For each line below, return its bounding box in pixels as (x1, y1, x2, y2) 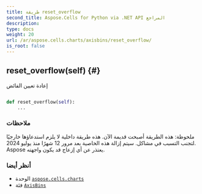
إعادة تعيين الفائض (6, 82, 48, 89)
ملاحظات (6, 119, 31, 128)
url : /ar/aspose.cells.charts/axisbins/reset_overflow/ (6, 37, 152, 43)
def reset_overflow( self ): (6, 99, 75, 105)
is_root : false (6, 43, 45, 49)
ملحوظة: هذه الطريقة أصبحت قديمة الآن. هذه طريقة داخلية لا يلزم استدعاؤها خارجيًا (6, 132, 195, 140)
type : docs (6, 26, 34, 32)
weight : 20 (6, 32, 34, 38)
